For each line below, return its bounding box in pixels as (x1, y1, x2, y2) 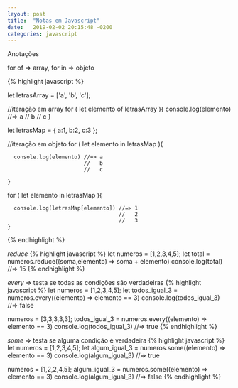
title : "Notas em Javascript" (7, 17, 100, 24)
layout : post (7, 10, 46, 18)
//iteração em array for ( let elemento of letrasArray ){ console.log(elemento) (7, 104, 232, 114)
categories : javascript (7, 30, 78, 38)
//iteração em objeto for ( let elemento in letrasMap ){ (7, 140, 163, 149)
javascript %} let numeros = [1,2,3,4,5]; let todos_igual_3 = (7, 286, 178, 295)
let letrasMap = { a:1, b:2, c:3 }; (7, 126, 98, 135)
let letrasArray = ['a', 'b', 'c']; (7, 91, 91, 99)
